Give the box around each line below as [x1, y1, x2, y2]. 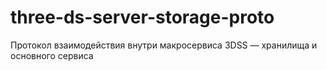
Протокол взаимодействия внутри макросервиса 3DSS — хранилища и [10, 39, 318, 51]
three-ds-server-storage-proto [10, 6, 275, 29]
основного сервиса [10, 49, 94, 61]
